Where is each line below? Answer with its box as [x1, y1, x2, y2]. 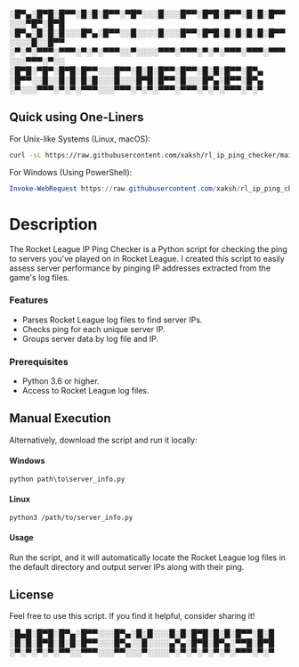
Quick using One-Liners [9, 110, 144, 125]
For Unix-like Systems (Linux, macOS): [9, 134, 151, 144]
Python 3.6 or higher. [21, 376, 100, 386]
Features [9, 294, 49, 306]
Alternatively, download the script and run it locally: [9, 435, 198, 445]
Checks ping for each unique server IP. [21, 323, 166, 334]
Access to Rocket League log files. [21, 386, 149, 396]
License [9, 587, 54, 602]
